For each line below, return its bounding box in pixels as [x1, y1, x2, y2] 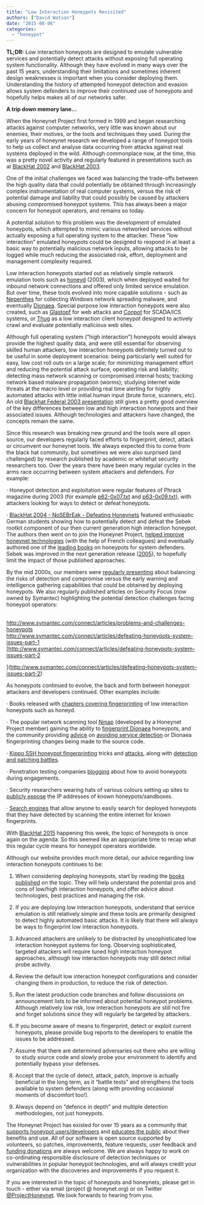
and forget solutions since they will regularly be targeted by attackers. [15, 1010, 191, 1018]
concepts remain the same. [6, 417, 75, 425]
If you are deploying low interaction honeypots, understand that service [15, 904, 195, 911]
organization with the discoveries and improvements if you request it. [6, 1167, 180, 1174]
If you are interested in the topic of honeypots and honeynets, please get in [6, 1179, 195, 1186]
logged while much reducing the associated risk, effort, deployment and [6, 251, 188, 259]
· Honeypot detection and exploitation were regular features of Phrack [6, 486, 182, 494]
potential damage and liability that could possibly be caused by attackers [6, 194, 189, 201]
